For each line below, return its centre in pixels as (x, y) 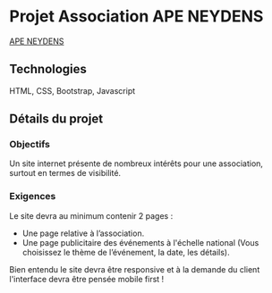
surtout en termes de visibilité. (65, 173)
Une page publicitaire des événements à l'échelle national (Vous (140, 242)
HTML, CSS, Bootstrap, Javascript (72, 90)
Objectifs (30, 145)
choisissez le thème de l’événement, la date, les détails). (126, 252)
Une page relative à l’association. (83, 233)
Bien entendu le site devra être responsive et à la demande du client (135, 269)
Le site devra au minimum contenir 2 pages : (91, 215)
